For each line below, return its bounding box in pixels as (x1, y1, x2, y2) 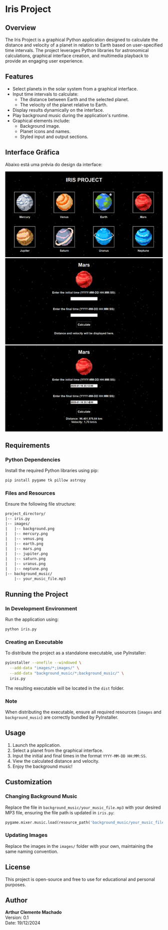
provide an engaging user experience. (5, 58, 84, 64)
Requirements (5, 441, 50, 449)
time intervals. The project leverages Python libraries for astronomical (5, 48, 149, 53)
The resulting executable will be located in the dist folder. (5, 685, 124, 691)
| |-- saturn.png (5, 557, 46, 562)
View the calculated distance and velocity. (12, 758, 100, 764)
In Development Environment (5, 605, 77, 612)
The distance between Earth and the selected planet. (19, 96, 129, 102)
